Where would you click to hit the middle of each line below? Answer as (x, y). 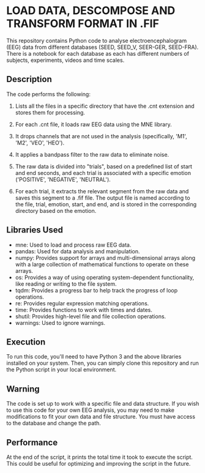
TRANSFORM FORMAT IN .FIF (83, 24)
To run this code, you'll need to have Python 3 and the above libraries (94, 357)
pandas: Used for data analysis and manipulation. (77, 251)
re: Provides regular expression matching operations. (82, 303)
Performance (32, 442)
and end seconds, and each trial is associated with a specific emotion (103, 173)
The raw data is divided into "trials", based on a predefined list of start (104, 166)
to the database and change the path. (54, 423)
